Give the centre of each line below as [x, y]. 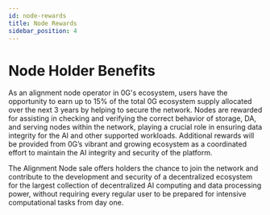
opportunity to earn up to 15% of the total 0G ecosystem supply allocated [130, 101]
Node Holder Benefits [82, 70]
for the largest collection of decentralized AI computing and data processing [135, 185]
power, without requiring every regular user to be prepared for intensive [127, 194]
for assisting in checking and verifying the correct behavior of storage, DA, [132, 118]
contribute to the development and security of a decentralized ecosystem [131, 177]
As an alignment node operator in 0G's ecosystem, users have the [118, 93]
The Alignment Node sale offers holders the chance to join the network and [133, 168]
